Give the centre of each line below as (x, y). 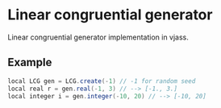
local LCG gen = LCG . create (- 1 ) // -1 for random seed (102, 81)
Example (30, 62)
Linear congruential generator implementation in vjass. (98, 37)
